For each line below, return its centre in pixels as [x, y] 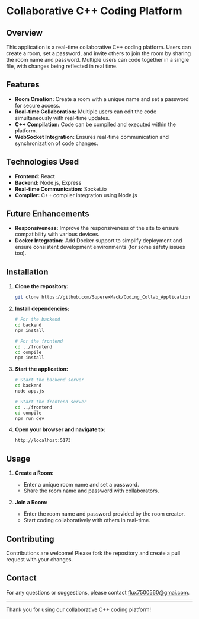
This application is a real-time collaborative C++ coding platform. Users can [99, 47]
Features [23, 85]
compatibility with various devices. [57, 234]
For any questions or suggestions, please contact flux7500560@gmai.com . [98, 592]
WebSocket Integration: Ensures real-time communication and [92, 137]
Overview [25, 33]
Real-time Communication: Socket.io [61, 189]
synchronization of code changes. [57, 143]
